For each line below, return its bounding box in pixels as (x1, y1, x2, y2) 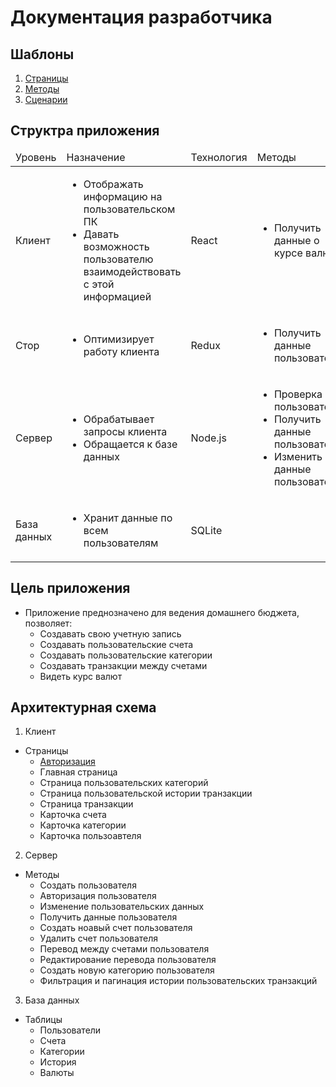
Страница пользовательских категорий (39, 777, 209, 789)
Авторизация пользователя (39, 890, 157, 902)
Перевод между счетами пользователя (39, 943, 210, 955)
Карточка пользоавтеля (39, 830, 142, 842)
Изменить (273, 449, 323, 463)
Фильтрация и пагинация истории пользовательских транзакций (39, 975, 318, 987)
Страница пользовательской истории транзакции (39, 787, 253, 800)
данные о (273, 233, 320, 247)
